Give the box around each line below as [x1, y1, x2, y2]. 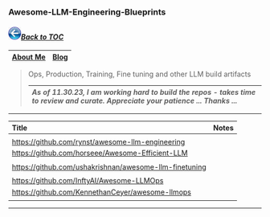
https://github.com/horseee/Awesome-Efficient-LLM [11, 148, 188, 158]
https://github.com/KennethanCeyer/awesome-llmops [11, 187, 191, 197]
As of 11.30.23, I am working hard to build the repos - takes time [31, 87, 256, 96]
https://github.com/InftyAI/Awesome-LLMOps [11, 176, 164, 186]
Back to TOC [21, 31, 64, 42]
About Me [11, 51, 46, 62]
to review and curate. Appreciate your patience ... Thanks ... [31, 96, 238, 105]
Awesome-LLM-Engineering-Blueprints [8, 6, 166, 18]
